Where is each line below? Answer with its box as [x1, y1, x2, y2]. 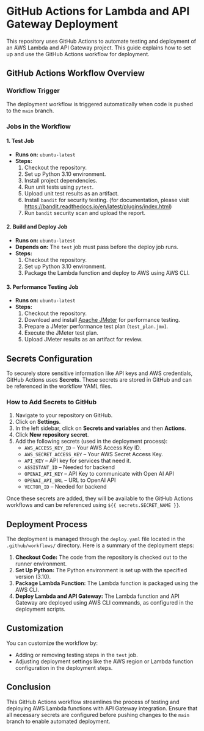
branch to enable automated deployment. [6, 718, 111, 725]
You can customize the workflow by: [6, 639, 98, 647]
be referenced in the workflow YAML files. [6, 382, 112, 390]
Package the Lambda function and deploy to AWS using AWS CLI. [24, 269, 190, 276]
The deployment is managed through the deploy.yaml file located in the [6, 536, 186, 543]
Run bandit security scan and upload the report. [24, 209, 145, 216]
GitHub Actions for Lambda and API [6, 4, 190, 18]
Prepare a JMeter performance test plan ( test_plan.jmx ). [24, 322, 169, 330]
